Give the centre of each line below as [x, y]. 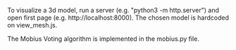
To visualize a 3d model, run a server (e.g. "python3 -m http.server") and [113, 10]
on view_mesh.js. [32, 25]
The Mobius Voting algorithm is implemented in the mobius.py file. [103, 39]
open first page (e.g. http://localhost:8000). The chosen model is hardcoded [118, 18]
